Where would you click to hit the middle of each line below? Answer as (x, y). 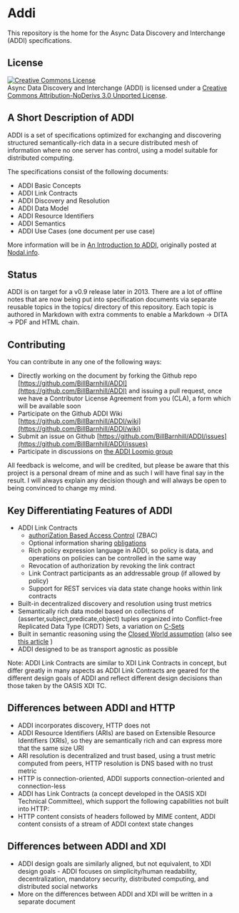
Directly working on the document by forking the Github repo (107, 375)
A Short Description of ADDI (71, 118)
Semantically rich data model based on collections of (96, 611)
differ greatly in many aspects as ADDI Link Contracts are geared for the (113, 670)
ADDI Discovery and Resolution (64, 201)
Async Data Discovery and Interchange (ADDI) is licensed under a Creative (117, 88)
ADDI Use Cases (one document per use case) (86, 231)
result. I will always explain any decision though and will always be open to (117, 480)
